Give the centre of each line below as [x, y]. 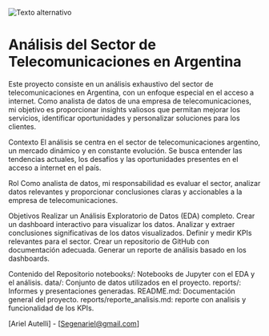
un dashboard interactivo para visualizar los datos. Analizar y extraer [122, 224]
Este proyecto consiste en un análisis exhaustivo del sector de [111, 83]
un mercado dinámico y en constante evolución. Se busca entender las [125, 150]
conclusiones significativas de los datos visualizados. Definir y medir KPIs [130, 233]
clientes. [22, 126]
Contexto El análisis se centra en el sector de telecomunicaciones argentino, [134, 142]
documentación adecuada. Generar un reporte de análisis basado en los [127, 249]
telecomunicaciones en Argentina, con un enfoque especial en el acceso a [131, 92]
